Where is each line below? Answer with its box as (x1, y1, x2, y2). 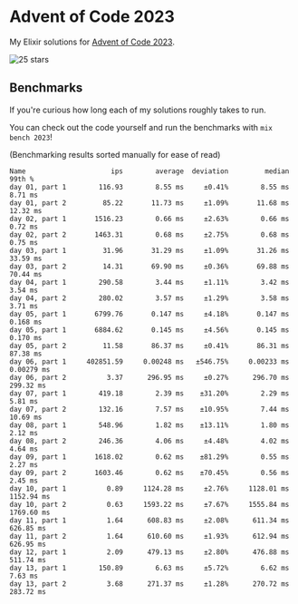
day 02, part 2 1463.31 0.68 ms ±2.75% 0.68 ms (9, 229, 290, 239)
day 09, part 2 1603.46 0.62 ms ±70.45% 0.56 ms (9, 468, 290, 477)
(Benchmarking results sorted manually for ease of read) (9, 149, 221, 160)
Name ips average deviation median (9, 166, 290, 176)
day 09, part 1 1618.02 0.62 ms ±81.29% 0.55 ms (9, 452, 290, 462)
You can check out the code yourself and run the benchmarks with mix (9, 122, 274, 132)
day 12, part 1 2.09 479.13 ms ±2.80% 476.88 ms (9, 547, 290, 557)
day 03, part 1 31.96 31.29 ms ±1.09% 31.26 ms (9, 246, 290, 255)
